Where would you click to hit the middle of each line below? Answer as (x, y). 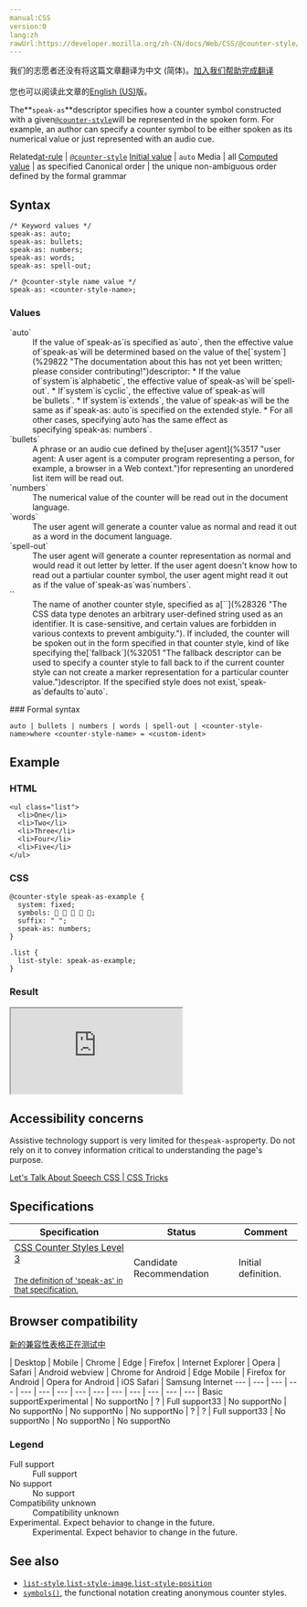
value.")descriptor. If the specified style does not (124, 682)
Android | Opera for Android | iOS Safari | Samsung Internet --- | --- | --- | (148, 1382)
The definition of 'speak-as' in (69, 1281)
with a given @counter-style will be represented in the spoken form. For (142, 120)
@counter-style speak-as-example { (77, 897)
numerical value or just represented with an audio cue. (112, 139)
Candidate (156, 1263)
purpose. (26, 1160)
